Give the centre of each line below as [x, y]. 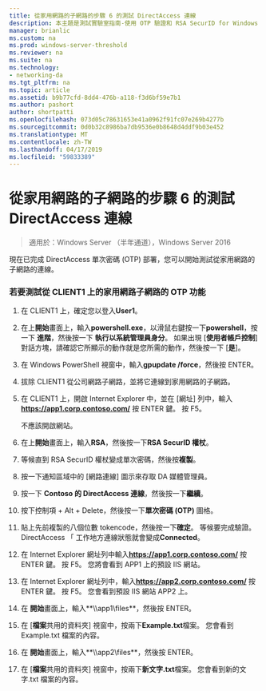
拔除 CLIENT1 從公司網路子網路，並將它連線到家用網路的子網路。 [127, 382]
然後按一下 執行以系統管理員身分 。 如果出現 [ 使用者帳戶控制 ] [158, 338]
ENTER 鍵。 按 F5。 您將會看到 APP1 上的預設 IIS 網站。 [113, 565]
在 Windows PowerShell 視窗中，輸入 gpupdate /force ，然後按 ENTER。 [139, 365]
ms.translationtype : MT [49, 134]
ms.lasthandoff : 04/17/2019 [56, 149]
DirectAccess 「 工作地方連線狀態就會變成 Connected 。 [112, 538]
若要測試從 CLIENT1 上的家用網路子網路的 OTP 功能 [107, 292]
